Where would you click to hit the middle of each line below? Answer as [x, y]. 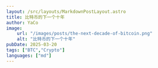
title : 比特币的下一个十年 [36, 17]
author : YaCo [22, 22]
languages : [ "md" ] [29, 56]
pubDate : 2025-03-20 [32, 45]
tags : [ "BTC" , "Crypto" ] [36, 50]
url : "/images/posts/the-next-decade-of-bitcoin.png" [85, 34]
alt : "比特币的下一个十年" [46, 39]
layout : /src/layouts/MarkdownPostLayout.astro [66, 12]
